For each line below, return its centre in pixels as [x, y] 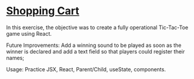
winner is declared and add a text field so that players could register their [96, 51]
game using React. [29, 33]
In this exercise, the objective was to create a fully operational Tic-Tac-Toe [97, 27]
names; [15, 58]
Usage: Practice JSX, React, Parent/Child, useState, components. [86, 69]
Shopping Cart [43, 11]
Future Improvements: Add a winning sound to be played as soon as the [94, 45]
